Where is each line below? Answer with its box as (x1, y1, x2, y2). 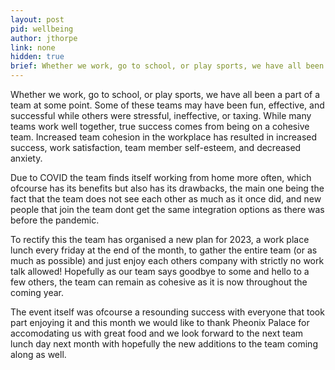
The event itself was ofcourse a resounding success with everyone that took (10, 306, 325, 318)
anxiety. (10, 152, 43, 164)
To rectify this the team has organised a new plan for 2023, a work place (10, 234, 310, 245)
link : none (10, 42, 56, 53)
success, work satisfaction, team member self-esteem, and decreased (10, 142, 302, 153)
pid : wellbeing (10, 24, 74, 34)
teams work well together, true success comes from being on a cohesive (10, 121, 310, 132)
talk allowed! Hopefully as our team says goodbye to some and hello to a (10, 266, 310, 277)
